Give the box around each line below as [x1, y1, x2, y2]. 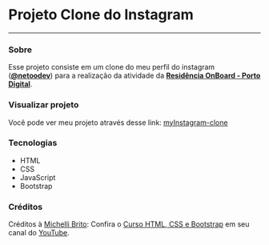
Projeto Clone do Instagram [8, 6, 194, 24]
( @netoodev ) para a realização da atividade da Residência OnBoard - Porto [8, 70, 261, 81]
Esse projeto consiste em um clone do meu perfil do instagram [8, 62, 215, 72]
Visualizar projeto [8, 99, 79, 110]
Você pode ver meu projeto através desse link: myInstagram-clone [8, 118, 228, 127]
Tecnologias [8, 138, 58, 149]
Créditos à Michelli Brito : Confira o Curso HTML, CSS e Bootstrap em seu [8, 219, 250, 229]
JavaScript [19, 172, 56, 182]
